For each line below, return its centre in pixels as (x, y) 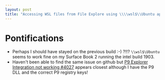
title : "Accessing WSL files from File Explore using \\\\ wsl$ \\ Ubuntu (80, 14)
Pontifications (34, 38)
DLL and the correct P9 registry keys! (50, 72)
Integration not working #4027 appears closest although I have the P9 (83, 67)
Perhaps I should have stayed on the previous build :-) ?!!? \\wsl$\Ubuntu (86, 52)
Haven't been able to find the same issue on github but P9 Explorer (80, 62)
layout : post (18, 10)
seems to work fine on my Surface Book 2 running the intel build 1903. (83, 57)
